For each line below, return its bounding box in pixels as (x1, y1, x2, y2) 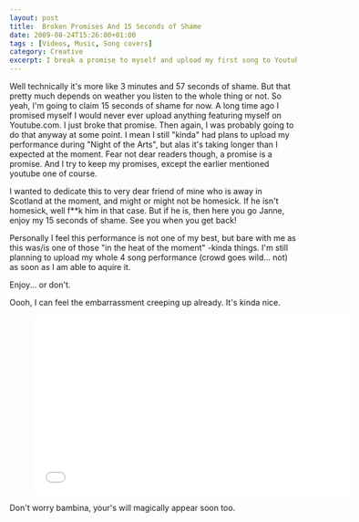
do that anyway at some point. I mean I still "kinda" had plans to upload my (9, 130, 290, 140)
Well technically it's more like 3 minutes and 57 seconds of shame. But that (9, 81, 292, 91)
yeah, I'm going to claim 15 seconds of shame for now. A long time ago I (9, 100, 280, 110)
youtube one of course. (9, 168, 97, 179)
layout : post (9, 13, 59, 23)
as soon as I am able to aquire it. (9, 262, 131, 272)
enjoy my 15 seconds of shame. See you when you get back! (9, 215, 237, 225)
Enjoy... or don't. (9, 279, 71, 290)
